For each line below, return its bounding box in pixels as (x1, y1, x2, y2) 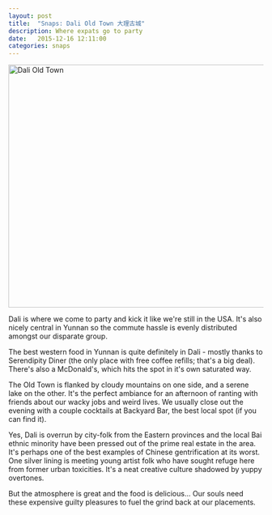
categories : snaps (8, 42, 70, 50)
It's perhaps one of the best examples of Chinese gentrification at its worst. (8, 447, 261, 458)
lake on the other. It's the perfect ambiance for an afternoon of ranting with (8, 389, 258, 398)
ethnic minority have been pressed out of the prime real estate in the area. (8, 439, 257, 449)
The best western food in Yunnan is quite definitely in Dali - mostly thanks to (8, 347, 263, 357)
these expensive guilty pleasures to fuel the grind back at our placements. (8, 497, 257, 507)
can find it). (8, 415, 47, 424)
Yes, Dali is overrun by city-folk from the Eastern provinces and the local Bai (8, 430, 262, 440)
